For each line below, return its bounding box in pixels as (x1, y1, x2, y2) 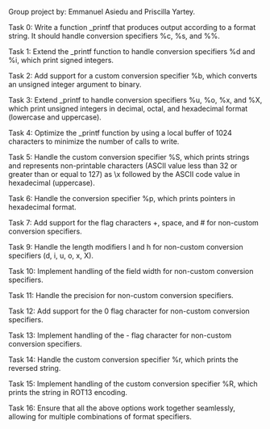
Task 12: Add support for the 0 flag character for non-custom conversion (8, 306, 250, 316)
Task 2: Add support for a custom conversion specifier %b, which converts (8, 71, 258, 80)
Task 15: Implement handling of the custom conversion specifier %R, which (8, 379, 258, 389)
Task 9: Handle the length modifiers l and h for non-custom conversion (8, 242, 243, 251)
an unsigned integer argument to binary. (8, 80, 142, 89)
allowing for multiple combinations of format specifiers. (8, 412, 192, 421)
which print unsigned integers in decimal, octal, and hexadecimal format (8, 104, 248, 113)
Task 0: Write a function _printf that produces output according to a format (8, 23, 256, 32)
